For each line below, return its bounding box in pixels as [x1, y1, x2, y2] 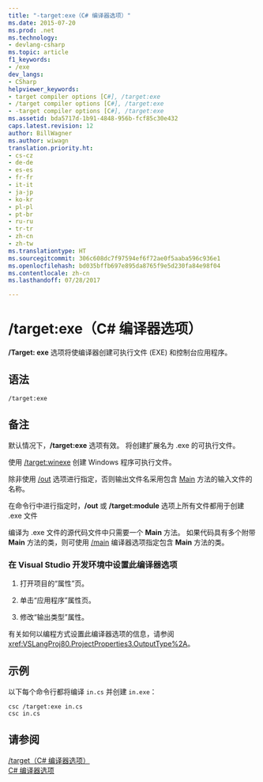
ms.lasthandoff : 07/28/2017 [8, 276, 101, 285]
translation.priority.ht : [8, 144, 93, 152]
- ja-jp [8, 188, 34, 196]
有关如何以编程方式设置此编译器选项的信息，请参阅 [8, 628, 175, 638]
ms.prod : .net [8, 26, 55, 34]
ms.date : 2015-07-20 [8, 19, 77, 27]
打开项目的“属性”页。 [19, 579, 89, 588]
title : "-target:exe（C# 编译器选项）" [8, 11, 131, 20]
